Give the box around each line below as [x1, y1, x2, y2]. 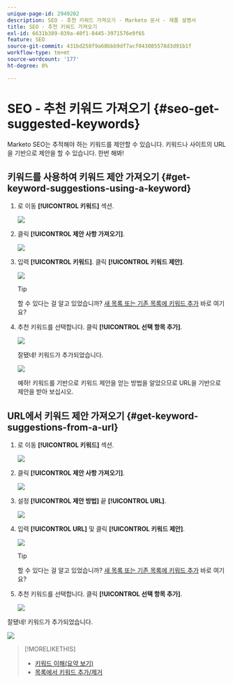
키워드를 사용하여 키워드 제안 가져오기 [7, 171, 160, 182]
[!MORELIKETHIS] [24, 645, 76, 654]
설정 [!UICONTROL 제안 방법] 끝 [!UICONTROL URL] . [17, 497, 167, 505]
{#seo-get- [153, 101, 220, 116]
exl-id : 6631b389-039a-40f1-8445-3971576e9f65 [7, 29, 145, 37]
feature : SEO [7, 36, 45, 43]
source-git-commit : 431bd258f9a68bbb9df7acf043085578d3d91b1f [7, 43, 192, 50]
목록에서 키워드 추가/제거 [34, 668, 103, 677]
